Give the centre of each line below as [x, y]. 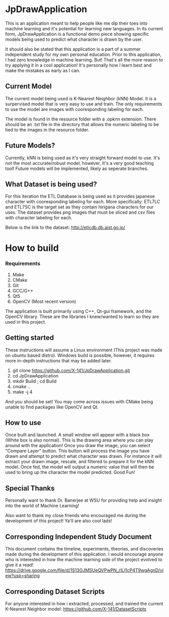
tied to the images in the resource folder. [47, 130]
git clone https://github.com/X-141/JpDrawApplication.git [71, 370]
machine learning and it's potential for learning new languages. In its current [84, 28]
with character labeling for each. [39, 218]
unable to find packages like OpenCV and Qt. [52, 407]
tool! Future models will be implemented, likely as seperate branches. [77, 168]
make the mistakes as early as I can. [43, 70]
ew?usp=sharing [23, 576]
